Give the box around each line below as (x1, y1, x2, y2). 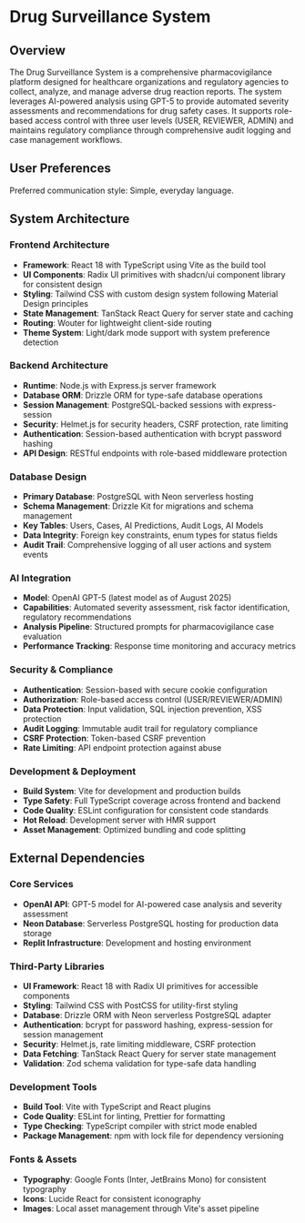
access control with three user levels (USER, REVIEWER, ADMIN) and (35, 116, 294, 126)
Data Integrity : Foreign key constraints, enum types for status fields (22, 530, 278, 541)
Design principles (22, 298, 89, 308)
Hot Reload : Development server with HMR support (22, 814, 217, 825)
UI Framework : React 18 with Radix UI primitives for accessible (22, 980, 259, 991)
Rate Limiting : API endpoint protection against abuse (22, 742, 222, 753)
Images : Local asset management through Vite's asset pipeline (22, 1203, 259, 1214)
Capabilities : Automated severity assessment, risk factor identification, (22, 602, 290, 613)
